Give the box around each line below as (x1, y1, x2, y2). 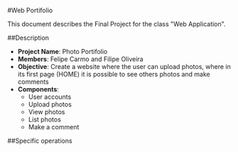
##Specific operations (7, 136, 72, 145)
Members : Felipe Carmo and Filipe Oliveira (17, 55, 144, 63)
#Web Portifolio (7, 6, 53, 14)
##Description (7, 33, 50, 42)
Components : (17, 85, 59, 93)
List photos (28, 115, 62, 124)
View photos (28, 108, 65, 116)
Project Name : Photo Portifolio (17, 48, 108, 55)
